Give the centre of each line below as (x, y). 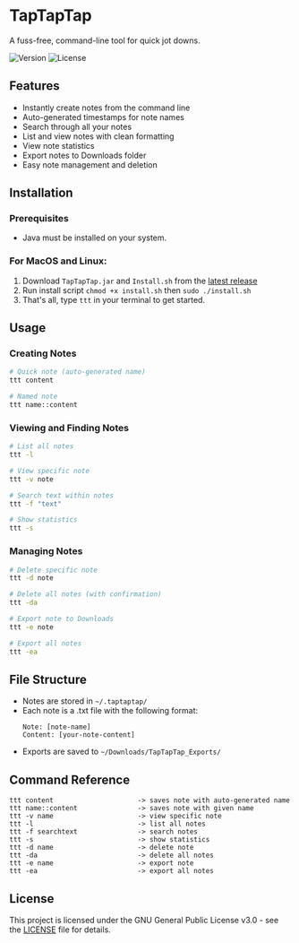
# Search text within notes (62, 495)
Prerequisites (39, 219)
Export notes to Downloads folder (84, 155)
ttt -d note (31, 578)
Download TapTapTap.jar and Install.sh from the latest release (140, 281)
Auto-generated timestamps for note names (103, 117)
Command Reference (70, 779)
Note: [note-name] (56, 727)
